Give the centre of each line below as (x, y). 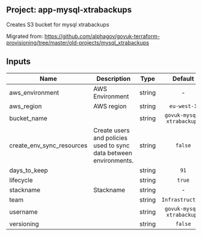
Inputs (19, 62)
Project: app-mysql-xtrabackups (69, 10)
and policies (110, 138)
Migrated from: (25, 36)
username (23, 212)
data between (112, 153)
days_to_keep (29, 170)
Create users (112, 130)
